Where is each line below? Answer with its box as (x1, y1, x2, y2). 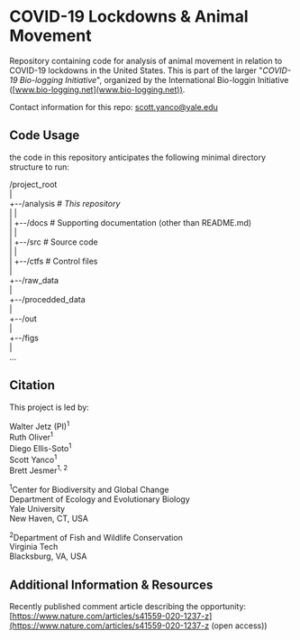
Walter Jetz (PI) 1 (9, 419, 70, 431)
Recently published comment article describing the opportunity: (9, 600, 246, 611)
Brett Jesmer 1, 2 (9, 463, 68, 476)
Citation (9, 377, 56, 394)
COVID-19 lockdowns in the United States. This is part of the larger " (9, 65, 263, 76)
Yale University (9, 503, 66, 514)
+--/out (9, 313, 38, 324)
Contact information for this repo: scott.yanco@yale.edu (9, 101, 219, 112)
